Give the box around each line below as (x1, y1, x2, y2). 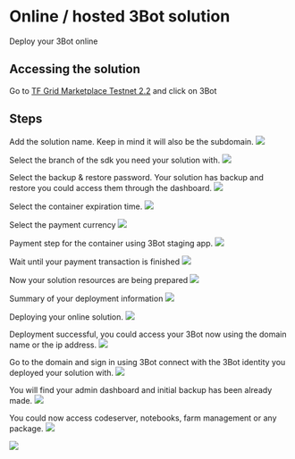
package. (9, 422, 44, 434)
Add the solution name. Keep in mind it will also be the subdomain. (9, 136, 255, 146)
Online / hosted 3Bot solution (9, 6, 231, 27)
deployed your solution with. (9, 367, 114, 378)
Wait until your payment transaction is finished (9, 256, 181, 267)
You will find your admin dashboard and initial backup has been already (9, 384, 273, 395)
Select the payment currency (9, 219, 116, 229)
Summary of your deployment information (9, 293, 164, 304)
